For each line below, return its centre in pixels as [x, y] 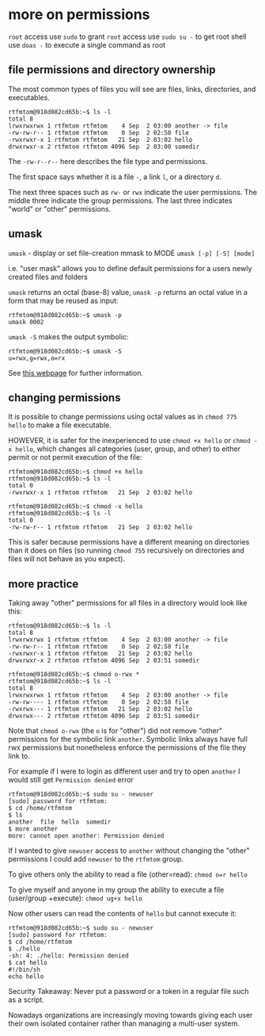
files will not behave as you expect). [66, 559]
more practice [44, 584]
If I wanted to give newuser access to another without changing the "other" [129, 851]
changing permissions [64, 398]
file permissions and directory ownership [112, 70]
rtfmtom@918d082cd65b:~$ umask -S [65, 351]
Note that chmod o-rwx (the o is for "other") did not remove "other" [115, 731]
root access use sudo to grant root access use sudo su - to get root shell [127, 36]
